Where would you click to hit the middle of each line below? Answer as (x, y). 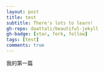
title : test (21, 17)
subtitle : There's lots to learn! (50, 23)
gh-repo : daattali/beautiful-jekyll (52, 28)
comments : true (25, 46)
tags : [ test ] (23, 40)
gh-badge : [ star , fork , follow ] (47, 34)
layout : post (23, 12)
